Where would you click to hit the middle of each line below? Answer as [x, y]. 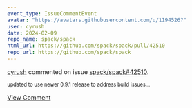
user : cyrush [26, 26]
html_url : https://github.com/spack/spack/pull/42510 [86, 46]
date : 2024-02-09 [32, 33]
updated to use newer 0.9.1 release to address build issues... [79, 84]
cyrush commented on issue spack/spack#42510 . [78, 72]
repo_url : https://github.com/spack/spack [69, 53]
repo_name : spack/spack [41, 39]
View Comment [29, 97]
